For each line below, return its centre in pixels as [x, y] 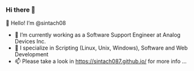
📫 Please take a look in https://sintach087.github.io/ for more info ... [101, 61]
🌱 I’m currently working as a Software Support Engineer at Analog [98, 35]
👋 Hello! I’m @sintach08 [36, 23]
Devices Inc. [30, 42]
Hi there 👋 [21, 10]
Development [32, 54]
